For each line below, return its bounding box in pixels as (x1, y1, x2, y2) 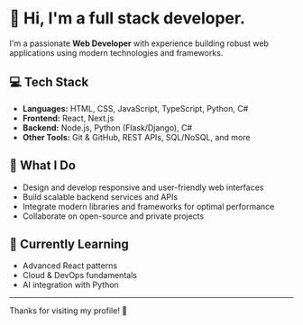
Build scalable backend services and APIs (22, 191, 179, 202)
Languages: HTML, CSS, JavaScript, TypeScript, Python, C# (22, 103, 249, 113)
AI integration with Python (22, 279, 119, 291)
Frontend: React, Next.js (22, 113, 115, 123)
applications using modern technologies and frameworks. (9, 47, 224, 58)
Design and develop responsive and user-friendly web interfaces (22, 182, 264, 193)
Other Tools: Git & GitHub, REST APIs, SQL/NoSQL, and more (22, 131, 251, 142)
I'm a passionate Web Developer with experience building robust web (9, 38, 269, 49)
